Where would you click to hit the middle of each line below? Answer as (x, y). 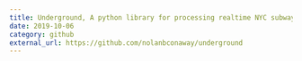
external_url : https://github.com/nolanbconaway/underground (126, 43)
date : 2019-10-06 (42, 26)
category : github (42, 34)
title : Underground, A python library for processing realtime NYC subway (152, 17)
